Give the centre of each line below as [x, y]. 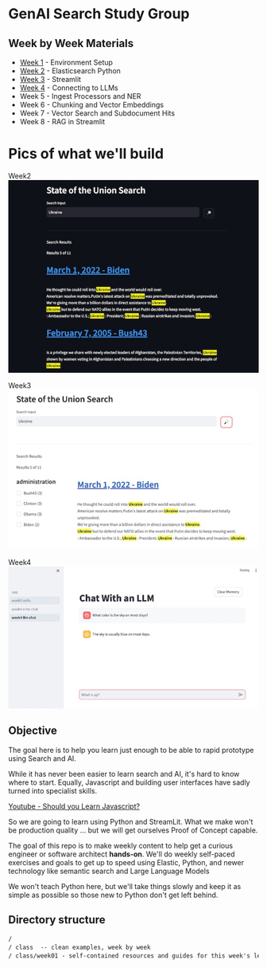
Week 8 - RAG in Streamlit [62, 121]
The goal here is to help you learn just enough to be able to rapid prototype [131, 750]
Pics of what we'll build [86, 154]
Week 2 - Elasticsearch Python [70, 71]
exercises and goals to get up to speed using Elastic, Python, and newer [126, 862]
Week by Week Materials [71, 43]
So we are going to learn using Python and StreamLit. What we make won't [131, 821]
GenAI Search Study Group [99, 14]
